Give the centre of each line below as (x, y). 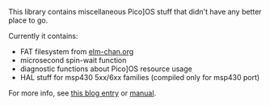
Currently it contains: (43, 36)
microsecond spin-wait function (73, 60)
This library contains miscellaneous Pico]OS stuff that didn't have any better (135, 12)
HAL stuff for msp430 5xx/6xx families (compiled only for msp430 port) (140, 77)
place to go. (28, 20)
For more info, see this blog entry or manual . (82, 93)
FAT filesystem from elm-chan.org (77, 51)
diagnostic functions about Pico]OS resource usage (106, 69)
